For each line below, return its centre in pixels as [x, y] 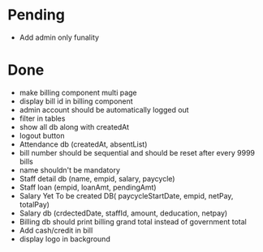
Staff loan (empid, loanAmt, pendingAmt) [88, 187]
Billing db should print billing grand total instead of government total [133, 221]
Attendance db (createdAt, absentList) [83, 144]
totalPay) [34, 204]
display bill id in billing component [76, 101]
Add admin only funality [59, 37]
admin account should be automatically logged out [104, 109]
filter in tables [42, 118]
